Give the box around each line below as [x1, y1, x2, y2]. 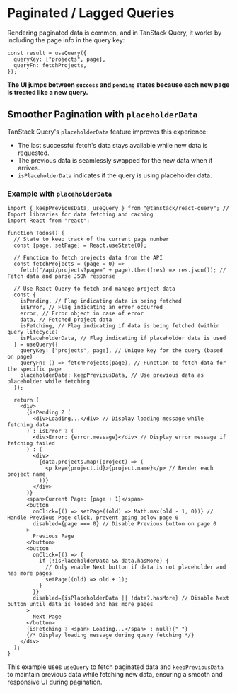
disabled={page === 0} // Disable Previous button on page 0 [33, 520, 217, 528]
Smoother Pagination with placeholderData [7, 108, 198, 121]
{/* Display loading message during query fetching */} [25, 631, 195, 639]
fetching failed [7, 440, 55, 447]
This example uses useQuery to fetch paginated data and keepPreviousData [7, 663, 224, 671]
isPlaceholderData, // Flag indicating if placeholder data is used [20, 334, 226, 342]
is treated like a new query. [7, 88, 88, 96]
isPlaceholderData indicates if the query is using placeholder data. [17, 171, 212, 180]
